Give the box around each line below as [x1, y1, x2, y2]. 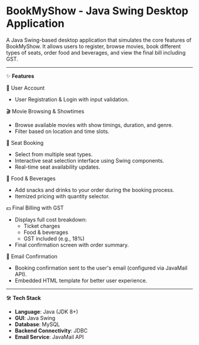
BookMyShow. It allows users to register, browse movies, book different [6, 43, 181, 50]
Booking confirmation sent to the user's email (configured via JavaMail [14, 264, 188, 271]
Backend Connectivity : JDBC [14, 327, 88, 334]
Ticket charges [23, 222, 60, 229]
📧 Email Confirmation [6, 252, 58, 259]
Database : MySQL [14, 321, 60, 328]
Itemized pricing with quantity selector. [14, 192, 110, 200]
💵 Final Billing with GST [6, 204, 64, 211]
